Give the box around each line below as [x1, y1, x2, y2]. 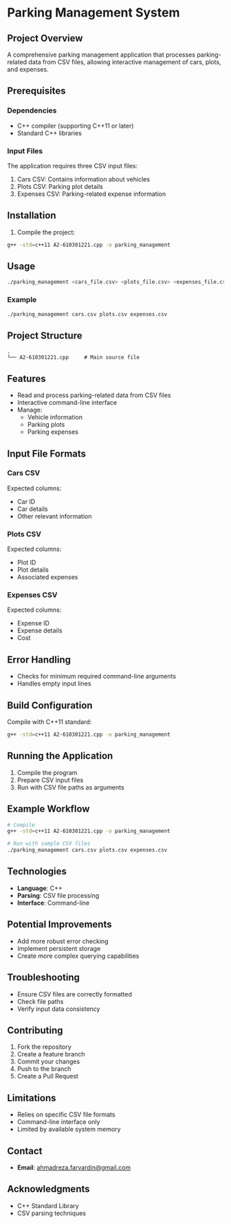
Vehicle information [27, 413, 82, 421]
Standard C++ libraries [16, 129, 82, 137]
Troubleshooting [7, 972, 80, 983]
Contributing [7, 1024, 63, 1036]
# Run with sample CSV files [7, 840, 91, 847]
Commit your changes [16, 1057, 80, 1066]
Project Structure [7, 330, 82, 341]
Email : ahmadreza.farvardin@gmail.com [16, 1163, 131, 1172]
